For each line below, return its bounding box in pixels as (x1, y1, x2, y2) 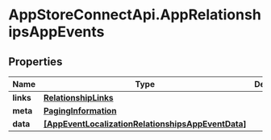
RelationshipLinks (43, 93, 114, 103)
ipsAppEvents (8, 23, 105, 41)
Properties (8, 55, 63, 68)
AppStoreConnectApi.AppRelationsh (8, 6, 262, 24)
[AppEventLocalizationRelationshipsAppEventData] (43, 118, 247, 130)
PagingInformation (43, 105, 117, 116)
